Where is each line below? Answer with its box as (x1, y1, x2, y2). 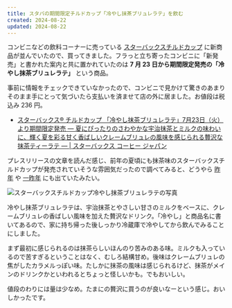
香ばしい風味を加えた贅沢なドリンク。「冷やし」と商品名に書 (48, 212, 222, 221)
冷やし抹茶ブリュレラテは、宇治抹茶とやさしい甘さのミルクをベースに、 (7, 203, 213, 212)
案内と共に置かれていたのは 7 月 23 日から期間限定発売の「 (49, 60, 219, 69)
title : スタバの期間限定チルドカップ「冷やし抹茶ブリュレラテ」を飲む (7, 10, 184, 17)
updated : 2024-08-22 (7, 23, 67, 30)
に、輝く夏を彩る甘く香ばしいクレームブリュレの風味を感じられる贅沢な (17, 133, 223, 142)
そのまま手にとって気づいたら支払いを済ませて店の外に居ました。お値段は (7, 92, 220, 101)
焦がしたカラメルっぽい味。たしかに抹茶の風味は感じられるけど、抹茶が (7, 262, 213, 270)
